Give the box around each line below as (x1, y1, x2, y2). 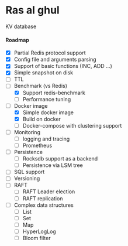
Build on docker (22, 115, 61, 122)
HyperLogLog (22, 228, 56, 235)
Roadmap (5, 36, 30, 43)
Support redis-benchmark (22, 89, 85, 96)
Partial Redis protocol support (13, 49, 86, 56)
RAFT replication (22, 194, 63, 202)
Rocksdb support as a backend (22, 155, 98, 162)
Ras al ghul (5, 4, 60, 17)
